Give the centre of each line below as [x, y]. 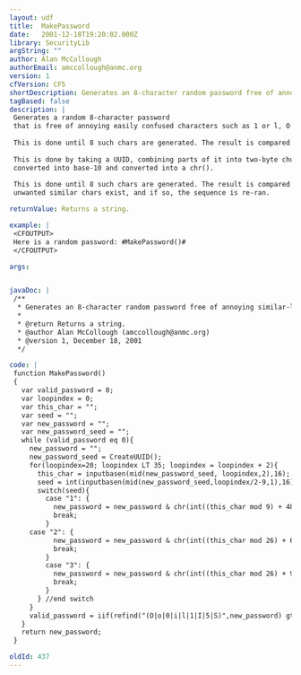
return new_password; [61, 632]
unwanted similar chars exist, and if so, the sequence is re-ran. [142, 193]
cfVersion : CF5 [38, 84]
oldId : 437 [30, 657]
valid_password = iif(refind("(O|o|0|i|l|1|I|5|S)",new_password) [155, 616]
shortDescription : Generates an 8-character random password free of [142, 92]
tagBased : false [39, 101]
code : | [24, 365]
